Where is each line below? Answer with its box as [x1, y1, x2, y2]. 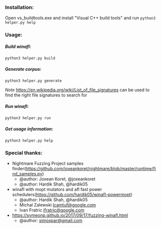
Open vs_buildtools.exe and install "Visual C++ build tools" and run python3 [5, 15, 156, 21]
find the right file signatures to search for [5, 92, 88, 98]
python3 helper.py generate [5, 79, 62, 83]
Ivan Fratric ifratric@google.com [19, 207, 85, 213]
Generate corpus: [5, 66, 42, 72]
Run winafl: [5, 103, 29, 109]
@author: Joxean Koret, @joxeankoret [19, 176, 96, 182]
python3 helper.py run [5, 116, 51, 121]
